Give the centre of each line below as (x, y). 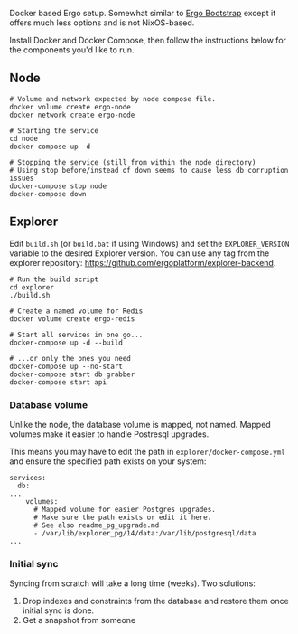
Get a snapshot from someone (79, 620)
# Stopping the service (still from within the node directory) (133, 162)
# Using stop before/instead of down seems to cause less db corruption (149, 170)
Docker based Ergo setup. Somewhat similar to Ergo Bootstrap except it (143, 13)
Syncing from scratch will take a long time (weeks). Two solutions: (132, 583)
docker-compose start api (58, 382)
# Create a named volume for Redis (76, 311)
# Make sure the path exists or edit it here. (122, 517)
